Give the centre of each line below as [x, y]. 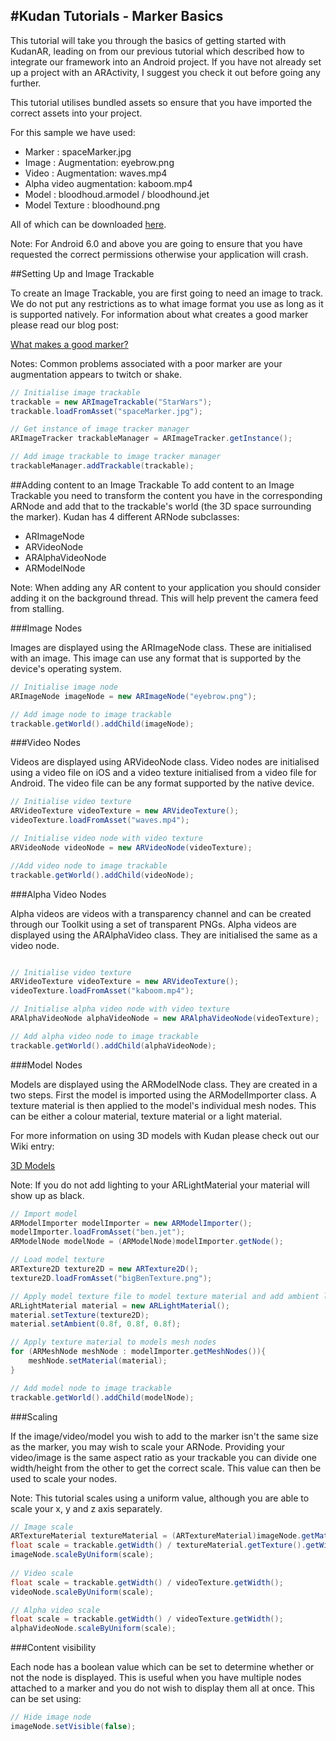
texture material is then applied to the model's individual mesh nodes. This [163, 1105]
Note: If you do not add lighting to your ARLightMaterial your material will [160, 1185]
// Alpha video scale [55, 1610]
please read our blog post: [65, 325]
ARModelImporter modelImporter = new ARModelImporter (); [131, 1223]
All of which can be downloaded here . [88, 224]
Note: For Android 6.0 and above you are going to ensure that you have [156, 243]
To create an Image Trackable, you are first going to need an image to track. [167, 293]
